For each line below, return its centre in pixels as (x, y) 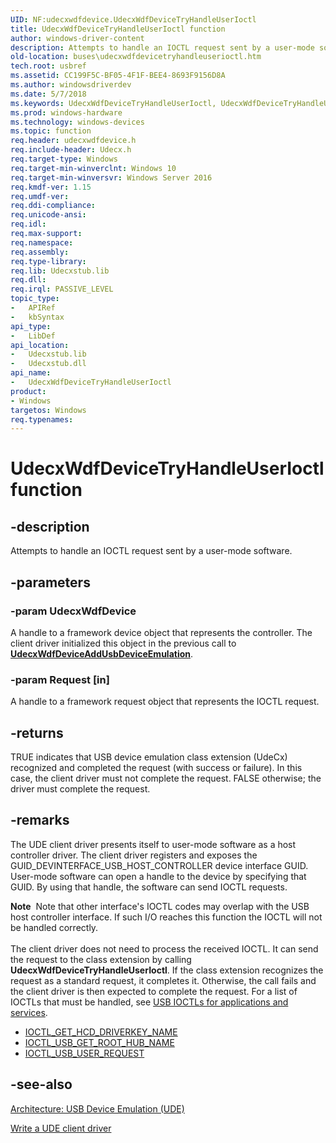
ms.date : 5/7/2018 (48, 94)
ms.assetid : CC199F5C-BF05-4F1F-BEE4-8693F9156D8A (118, 76)
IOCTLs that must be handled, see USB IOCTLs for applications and (149, 1002)
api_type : (31, 326)
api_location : (40, 345)
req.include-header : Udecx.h (71, 150)
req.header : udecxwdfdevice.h (73, 141)
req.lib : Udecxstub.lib (60, 271)
